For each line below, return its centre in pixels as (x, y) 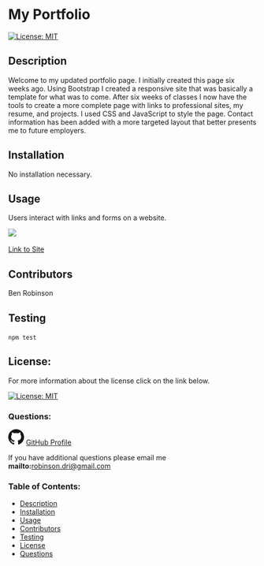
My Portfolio (49, 15)
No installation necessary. (50, 174)
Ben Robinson (31, 293)
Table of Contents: (45, 486)
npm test (22, 337)
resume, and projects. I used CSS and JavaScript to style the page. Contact (131, 114)
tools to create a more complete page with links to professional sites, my (126, 105)
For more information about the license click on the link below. (109, 381)
